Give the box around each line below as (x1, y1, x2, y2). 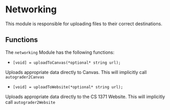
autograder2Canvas (5, 75, 45, 80)
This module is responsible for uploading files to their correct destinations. (5, 21, 162, 27)
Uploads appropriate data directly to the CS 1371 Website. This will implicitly (5, 94, 165, 100)
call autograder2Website (5, 99, 55, 105)
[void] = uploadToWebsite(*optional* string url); (12, 84, 123, 89)
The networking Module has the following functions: (5, 49, 115, 55)
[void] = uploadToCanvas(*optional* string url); (12, 60, 121, 65)
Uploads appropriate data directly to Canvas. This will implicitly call (5, 69, 147, 75)
